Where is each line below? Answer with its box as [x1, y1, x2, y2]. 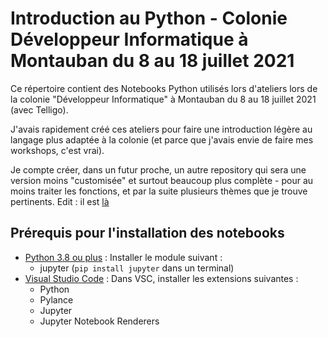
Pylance [39, 293, 74, 306]
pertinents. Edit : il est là [10, 195, 110, 207]
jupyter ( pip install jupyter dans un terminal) [39, 262, 235, 274]
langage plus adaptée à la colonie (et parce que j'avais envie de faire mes [10, 133, 314, 146]
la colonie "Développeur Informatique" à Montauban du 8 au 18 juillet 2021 [10, 93, 317, 105]
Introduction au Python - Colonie [10, 7, 288, 30]
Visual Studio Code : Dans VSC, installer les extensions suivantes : [24, 272, 299, 284]
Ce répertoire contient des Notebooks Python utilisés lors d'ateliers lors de [10, 82, 318, 94]
